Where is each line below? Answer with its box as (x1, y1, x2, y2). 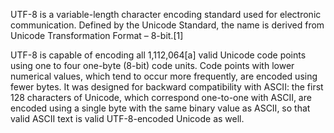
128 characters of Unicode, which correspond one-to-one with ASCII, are (10, 92, 312, 103)
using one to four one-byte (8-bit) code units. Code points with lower (10, 60, 295, 71)
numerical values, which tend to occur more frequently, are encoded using (10, 70, 318, 82)
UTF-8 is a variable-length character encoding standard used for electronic (10, 9, 322, 20)
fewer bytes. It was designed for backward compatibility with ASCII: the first (10, 81, 324, 93)
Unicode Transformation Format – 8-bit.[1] (10, 30, 184, 41)
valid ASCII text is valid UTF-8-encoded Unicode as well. (10, 113, 245, 124)
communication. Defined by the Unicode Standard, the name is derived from (10, 19, 325, 31)
